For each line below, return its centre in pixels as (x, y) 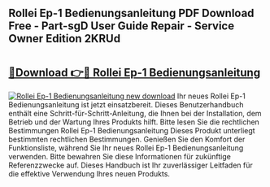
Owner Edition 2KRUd (64, 39)
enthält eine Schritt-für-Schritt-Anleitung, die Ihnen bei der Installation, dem (135, 113)
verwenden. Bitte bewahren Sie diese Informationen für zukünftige (120, 157)
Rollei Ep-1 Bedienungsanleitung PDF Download (131, 13)
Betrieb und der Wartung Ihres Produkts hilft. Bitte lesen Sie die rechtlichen (134, 122)
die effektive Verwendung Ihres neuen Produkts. (89, 174)
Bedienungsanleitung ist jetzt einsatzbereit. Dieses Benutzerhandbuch (126, 104)
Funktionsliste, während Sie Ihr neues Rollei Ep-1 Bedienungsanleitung (126, 148)
